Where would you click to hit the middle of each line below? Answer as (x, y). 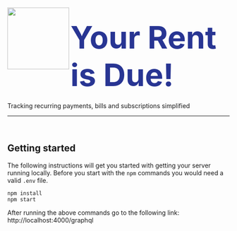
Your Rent (144, 37)
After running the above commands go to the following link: (93, 213)
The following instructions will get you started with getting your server (109, 165)
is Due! (122, 75)
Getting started (42, 148)
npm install (25, 193)
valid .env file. (28, 180)
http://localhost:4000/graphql (50, 220)
